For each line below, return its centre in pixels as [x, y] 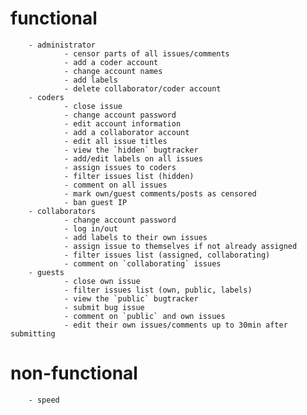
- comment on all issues [115, 185]
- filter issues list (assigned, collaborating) [167, 255]
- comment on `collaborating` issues [142, 263]
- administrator [62, 45]
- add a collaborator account [126, 132]
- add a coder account [111, 62]
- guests [46, 272]
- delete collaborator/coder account [142, 88]
